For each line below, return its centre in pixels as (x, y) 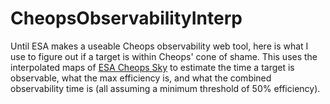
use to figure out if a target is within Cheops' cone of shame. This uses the (164, 56)
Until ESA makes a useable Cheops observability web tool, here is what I (159, 46)
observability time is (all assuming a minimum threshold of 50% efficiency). (165, 88)
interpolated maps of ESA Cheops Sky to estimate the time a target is (152, 67)
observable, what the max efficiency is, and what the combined (141, 78)
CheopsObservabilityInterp (126, 18)
